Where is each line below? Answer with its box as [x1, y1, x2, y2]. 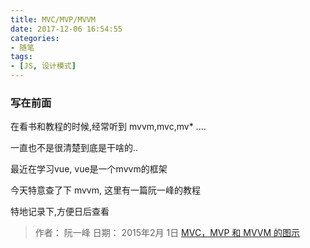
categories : [10, 33, 60, 43]
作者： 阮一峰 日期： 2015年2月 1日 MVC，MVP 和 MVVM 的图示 [34, 227, 301, 239]
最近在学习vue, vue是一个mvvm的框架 [10, 163, 168, 175]
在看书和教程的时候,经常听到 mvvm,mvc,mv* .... [10, 121, 207, 133]
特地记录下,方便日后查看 [10, 206, 110, 218]
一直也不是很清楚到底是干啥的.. [10, 142, 139, 154]
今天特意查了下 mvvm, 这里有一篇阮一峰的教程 [10, 184, 201, 196]
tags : [10, 52, 33, 62]
